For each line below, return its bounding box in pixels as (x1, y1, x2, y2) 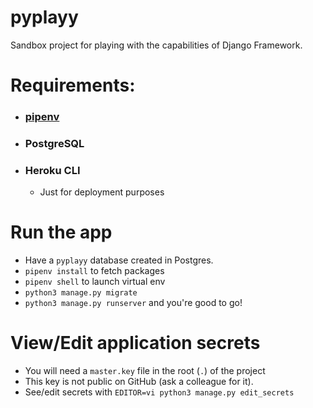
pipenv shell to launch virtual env (24, 276, 166, 288)
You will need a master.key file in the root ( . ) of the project (24, 365, 266, 377)
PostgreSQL (24, 136, 85, 150)
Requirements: (10, 74, 136, 97)
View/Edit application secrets (10, 332, 261, 355)
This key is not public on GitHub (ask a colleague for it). (24, 376, 254, 388)
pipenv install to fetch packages (24, 265, 165, 277)
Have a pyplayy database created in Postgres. (24, 254, 214, 266)
